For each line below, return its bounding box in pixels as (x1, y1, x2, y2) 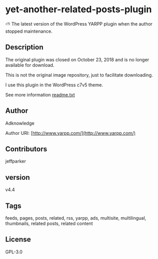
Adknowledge (5, 120, 35, 126)
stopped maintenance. (5, 28, 53, 34)
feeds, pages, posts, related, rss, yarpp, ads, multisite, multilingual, (5, 215, 147, 221)
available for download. (5, 62, 55, 68)
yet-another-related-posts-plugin (5, 4, 152, 15)
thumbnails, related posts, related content (5, 221, 93, 226)
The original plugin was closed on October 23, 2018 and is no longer (5, 56, 149, 62)
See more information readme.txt (5, 91, 75, 98)
